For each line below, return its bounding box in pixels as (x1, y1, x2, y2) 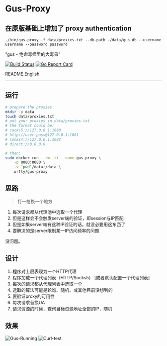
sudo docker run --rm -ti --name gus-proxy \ (5, 155, 101, 160)
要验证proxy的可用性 (12, 293, 55, 299)
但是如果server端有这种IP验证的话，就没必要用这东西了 (12, 221, 126, 227)
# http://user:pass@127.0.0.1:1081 (5, 132, 79, 137)
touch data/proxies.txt (5, 114, 55, 119)
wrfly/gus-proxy (14, 169, 48, 174)
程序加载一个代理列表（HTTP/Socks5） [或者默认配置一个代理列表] (12, 274, 150, 280)
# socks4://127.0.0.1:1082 (5, 137, 61, 142)
